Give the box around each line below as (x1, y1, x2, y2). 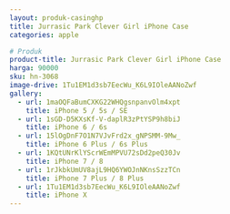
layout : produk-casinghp (9, 13, 104, 23)
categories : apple (9, 30, 79, 39)
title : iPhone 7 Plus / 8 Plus (25, 174, 145, 183)
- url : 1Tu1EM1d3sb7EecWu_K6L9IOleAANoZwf (17, 182, 181, 191)
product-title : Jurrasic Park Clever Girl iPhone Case (9, 56, 222, 65)
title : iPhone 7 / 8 (25, 157, 104, 166)
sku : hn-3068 (9, 72, 59, 82)
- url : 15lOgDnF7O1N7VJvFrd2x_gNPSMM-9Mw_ (17, 131, 181, 141)
